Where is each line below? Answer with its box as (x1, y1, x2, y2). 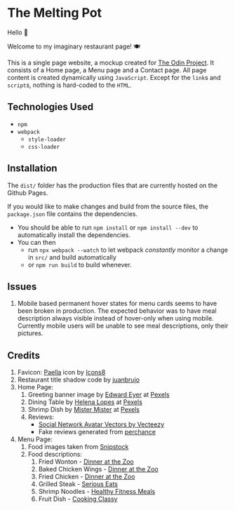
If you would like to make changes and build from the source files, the (7, 202, 209, 210)
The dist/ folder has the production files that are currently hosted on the (7, 181, 218, 189)
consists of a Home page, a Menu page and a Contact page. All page (7, 65, 207, 74)
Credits (7, 349, 41, 361)
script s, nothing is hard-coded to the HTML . (7, 81, 132, 89)
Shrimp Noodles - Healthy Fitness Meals (38, 488, 156, 496)
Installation (7, 163, 58, 175)
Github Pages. (7, 188, 48, 197)
